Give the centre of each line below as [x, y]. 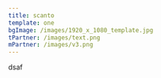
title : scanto [32, 15]
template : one [32, 23]
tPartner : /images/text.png [54, 37]
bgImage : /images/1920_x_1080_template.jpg [81, 30]
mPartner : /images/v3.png [51, 45]
